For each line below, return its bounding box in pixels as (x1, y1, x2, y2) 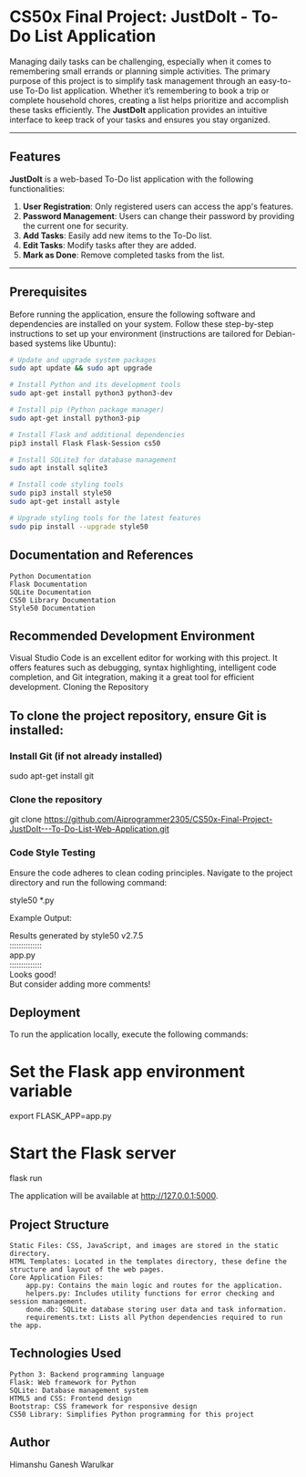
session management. (9, 1297, 88, 1306)
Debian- (265, 328, 296, 339)
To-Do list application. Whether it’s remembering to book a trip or (25, 85, 270, 96)
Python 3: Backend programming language (9, 1369, 166, 1379)
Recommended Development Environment (9, 628, 255, 644)
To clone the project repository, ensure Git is (9, 707, 267, 723)
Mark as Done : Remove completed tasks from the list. (22, 249, 225, 260)
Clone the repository (9, 792, 103, 805)
